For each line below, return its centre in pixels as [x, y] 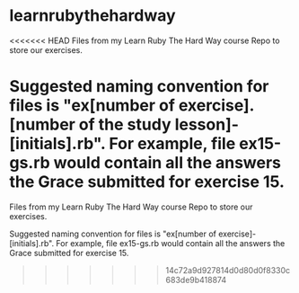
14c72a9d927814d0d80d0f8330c [228, 270]
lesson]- [207, 124]
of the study [125, 124]
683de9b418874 [196, 280]
